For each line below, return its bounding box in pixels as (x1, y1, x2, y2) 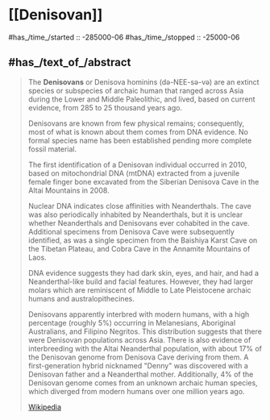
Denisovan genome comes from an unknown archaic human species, (27, 377, 258, 388)
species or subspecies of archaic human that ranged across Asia (27, 85, 244, 95)
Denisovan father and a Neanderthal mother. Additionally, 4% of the (27, 369, 254, 379)
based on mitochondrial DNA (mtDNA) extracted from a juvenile (27, 168, 240, 178)
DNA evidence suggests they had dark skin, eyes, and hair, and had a (27, 268, 260, 277)
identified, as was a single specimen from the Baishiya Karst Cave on (27, 235, 258, 245)
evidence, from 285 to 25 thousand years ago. (27, 102, 183, 112)
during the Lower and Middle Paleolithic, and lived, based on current (27, 94, 255, 104)
